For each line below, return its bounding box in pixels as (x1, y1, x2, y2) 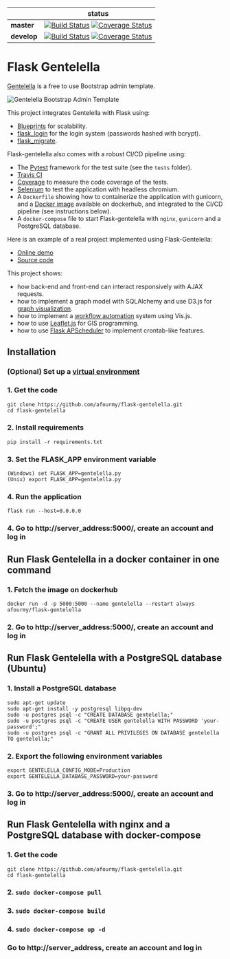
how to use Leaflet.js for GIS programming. (16, 319, 139, 327)
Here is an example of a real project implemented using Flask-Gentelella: (7, 235, 213, 243)
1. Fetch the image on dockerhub (7, 584, 118, 594)
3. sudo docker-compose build (7, 906, 106, 916)
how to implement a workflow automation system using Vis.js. (16, 311, 192, 319)
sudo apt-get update (7, 699, 67, 706)
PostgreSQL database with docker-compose (7, 830, 201, 841)
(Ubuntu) (7, 663, 47, 675)
